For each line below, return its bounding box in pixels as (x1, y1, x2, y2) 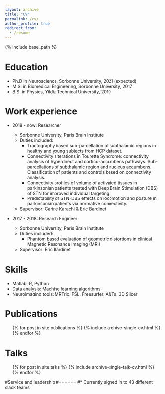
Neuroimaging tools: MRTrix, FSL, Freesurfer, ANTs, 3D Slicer (12, 291, 138, 296)
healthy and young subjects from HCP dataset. (27, 148, 123, 154)
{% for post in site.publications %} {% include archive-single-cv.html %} (12, 324, 161, 331)
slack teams (5, 384, 30, 390)
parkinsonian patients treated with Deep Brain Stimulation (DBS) (27, 185, 158, 191)
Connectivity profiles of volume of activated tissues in (27, 180, 137, 186)
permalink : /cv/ (5, 16, 39, 21)
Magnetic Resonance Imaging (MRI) (27, 241, 101, 247)
